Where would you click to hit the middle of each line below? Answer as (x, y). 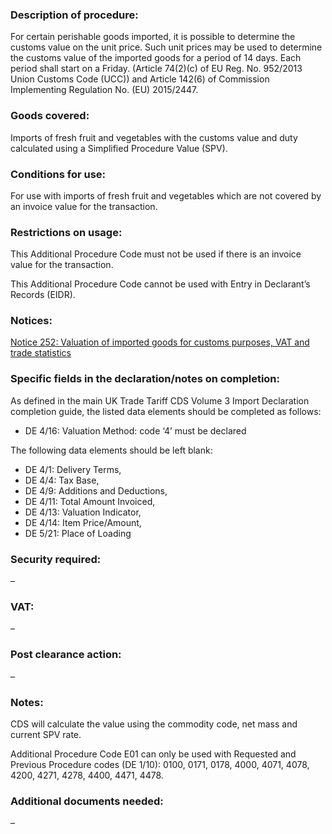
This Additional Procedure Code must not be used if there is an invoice (156, 254)
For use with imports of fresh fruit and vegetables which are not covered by (166, 195)
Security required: (56, 559)
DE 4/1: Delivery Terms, (73, 469)
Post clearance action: (66, 655)
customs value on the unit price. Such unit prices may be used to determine (166, 47)
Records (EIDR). (43, 295)
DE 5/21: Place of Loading (78, 533)
